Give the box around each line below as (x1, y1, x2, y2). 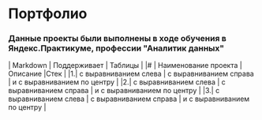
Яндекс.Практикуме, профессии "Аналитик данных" (8, 43, 225, 54)
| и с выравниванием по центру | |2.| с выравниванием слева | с (8, 77, 226, 87)
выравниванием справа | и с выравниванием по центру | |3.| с (8, 86, 220, 96)
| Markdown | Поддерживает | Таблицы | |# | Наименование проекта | (8, 61, 242, 70)
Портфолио (8, 5, 88, 23)
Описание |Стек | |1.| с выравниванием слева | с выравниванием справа (8, 69, 254, 79)
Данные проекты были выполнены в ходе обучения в (8, 33, 226, 44)
